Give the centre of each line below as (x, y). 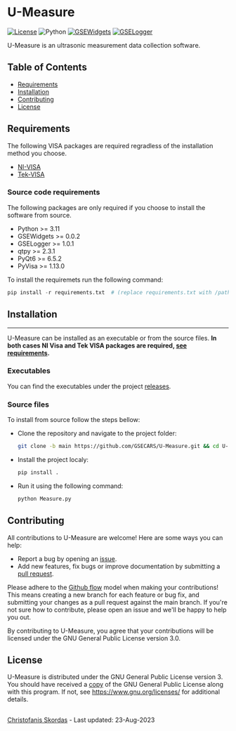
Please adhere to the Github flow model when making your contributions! (113, 587)
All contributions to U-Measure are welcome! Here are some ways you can (115, 537)
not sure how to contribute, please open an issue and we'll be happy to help (117, 610)
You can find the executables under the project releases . (89, 386)
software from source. (39, 215)
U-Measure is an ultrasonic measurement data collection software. (104, 45)
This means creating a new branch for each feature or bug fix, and (104, 595)
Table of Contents (47, 67)
